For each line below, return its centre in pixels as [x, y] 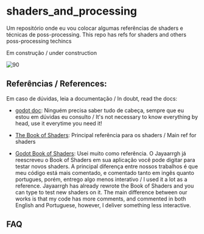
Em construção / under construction [52, 52]
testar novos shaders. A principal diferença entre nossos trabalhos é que [107, 166]
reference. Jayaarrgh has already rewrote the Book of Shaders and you [104, 186]
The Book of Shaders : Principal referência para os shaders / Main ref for [106, 135]
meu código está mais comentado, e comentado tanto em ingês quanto [105, 172]
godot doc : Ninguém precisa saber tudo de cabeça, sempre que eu [100, 110]
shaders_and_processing [72, 11]
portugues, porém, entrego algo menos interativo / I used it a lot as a [101, 179]
